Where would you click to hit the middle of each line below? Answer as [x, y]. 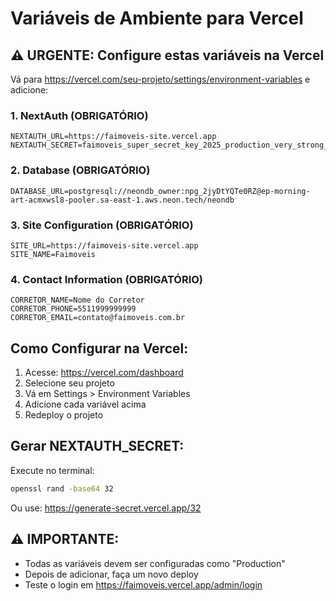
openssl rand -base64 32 [62, 488]
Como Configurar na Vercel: [99, 348]
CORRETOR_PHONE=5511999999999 [73, 309]
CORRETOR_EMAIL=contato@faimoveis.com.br [98, 318]
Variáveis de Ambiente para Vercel [157, 18]
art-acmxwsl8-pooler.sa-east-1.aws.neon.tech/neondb [122, 200]
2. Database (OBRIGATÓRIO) [80, 170]
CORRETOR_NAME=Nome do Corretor [77, 300]
